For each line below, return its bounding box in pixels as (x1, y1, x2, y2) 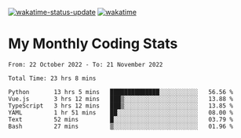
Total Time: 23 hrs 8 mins (8, 74, 97, 82)
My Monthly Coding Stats (8, 35, 178, 53)
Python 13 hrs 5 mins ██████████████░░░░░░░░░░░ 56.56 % (8, 88, 234, 96)
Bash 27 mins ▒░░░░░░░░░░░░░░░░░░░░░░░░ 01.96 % (8, 122, 234, 130)
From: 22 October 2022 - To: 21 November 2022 (8, 60, 163, 68)
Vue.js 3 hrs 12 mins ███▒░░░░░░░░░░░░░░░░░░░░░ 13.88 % (8, 95, 234, 103)
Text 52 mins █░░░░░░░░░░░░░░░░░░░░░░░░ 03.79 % (8, 115, 234, 123)
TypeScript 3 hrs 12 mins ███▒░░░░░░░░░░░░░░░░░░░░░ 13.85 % (8, 102, 234, 110)
